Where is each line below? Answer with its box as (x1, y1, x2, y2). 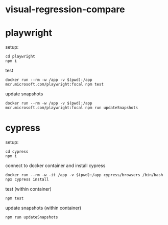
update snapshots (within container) (5, 205, 82, 211)
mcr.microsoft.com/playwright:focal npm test (5, 82, 104, 87)
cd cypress (5, 149, 29, 154)
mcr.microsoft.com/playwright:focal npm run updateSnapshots (5, 105, 138, 111)
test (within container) (5, 186, 52, 192)
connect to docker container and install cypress (5, 162, 106, 169)
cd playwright (5, 54, 36, 59)
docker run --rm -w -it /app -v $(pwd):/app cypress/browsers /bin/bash (5, 173, 163, 178)
